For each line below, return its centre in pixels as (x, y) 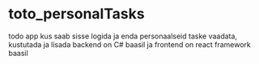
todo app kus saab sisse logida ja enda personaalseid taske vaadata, (123, 36)
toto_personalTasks (76, 14)
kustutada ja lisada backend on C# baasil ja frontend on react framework (129, 44)
